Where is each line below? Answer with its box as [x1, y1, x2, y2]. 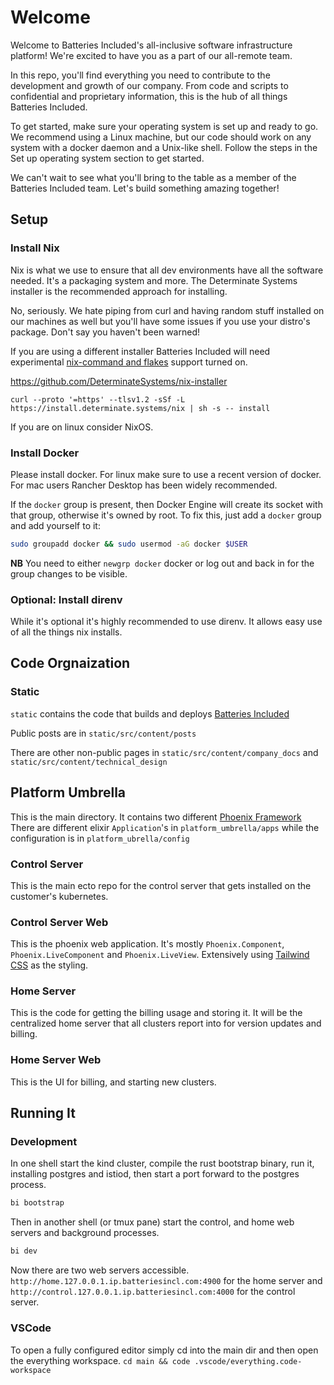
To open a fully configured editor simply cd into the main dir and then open [10, 1344, 319, 1356]
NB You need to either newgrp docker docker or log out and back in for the [10, 557, 315, 569]
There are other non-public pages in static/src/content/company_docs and [10, 746, 319, 758]
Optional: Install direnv [10, 592, 123, 606]
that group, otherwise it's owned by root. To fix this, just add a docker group [10, 509, 322, 521]
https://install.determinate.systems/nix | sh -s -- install [10, 403, 271, 413]
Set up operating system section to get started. [10, 152, 205, 164]
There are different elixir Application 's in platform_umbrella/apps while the [10, 821, 320, 833]
